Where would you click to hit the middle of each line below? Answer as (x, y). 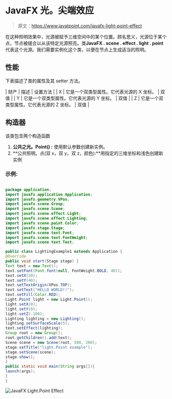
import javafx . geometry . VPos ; (38, 199)
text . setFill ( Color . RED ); (33, 295)
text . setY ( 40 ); (21, 280)
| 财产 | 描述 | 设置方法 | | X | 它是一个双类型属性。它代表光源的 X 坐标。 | (82, 92)
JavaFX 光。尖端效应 (50, 11)
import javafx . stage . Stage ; (35, 228)
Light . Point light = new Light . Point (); (49, 300)
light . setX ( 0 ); (21, 304)
